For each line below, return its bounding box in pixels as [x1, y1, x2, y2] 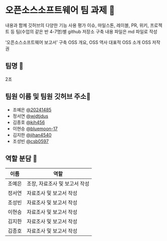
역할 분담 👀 [5, 154, 38, 163]
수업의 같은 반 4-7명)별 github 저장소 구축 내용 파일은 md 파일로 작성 [21, 28, 157, 34]
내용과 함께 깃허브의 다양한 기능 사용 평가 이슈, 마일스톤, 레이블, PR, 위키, [5, 22, 149, 28]
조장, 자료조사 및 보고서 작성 [27, 180, 90, 187]
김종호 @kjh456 [12, 119, 45, 125]
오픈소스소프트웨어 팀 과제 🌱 [5, 5, 115, 16]
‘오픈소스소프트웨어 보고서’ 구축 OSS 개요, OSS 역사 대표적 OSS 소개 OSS [5, 39, 151, 45]
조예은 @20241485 [12, 106, 52, 112]
